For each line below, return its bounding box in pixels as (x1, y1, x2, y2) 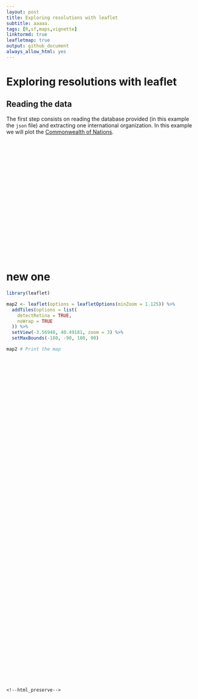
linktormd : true (6, 32, 47, 38)
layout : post (6, 9, 39, 15)
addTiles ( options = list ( (12, 307, 78, 313)
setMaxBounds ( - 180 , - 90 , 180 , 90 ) (12, 335, 99, 341)
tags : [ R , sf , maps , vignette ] (6, 26, 78, 32)
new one (6, 270, 50, 284)
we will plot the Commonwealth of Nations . (6, 128, 114, 135)
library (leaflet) (6, 290, 50, 296)
